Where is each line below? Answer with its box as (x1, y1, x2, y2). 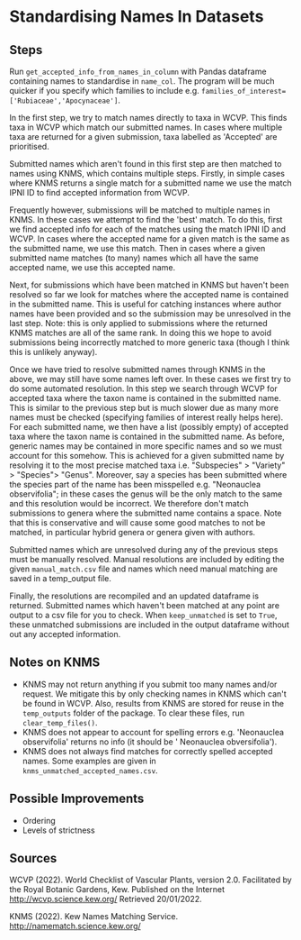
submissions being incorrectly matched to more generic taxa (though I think (9, 337, 290, 348)
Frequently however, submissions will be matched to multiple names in (9, 205, 271, 215)
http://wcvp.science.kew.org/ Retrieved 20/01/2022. (9, 894, 202, 905)
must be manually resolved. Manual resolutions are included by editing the (9, 554, 285, 564)
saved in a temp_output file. (9, 573, 112, 583)
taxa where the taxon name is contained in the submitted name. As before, (9, 431, 285, 442)
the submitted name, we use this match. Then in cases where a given (9, 243, 266, 253)
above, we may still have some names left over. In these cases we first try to (9, 374, 292, 384)
